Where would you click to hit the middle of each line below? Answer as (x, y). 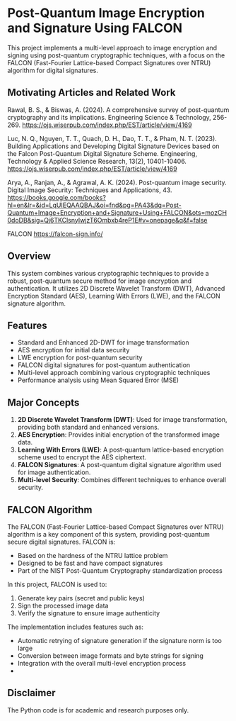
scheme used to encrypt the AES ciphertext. (82, 457)
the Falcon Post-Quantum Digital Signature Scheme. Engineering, (102, 153)
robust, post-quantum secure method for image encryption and (100, 281)
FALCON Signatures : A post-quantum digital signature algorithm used (119, 465)
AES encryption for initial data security (73, 350)
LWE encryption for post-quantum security (80, 358)
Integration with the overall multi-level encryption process (101, 663)
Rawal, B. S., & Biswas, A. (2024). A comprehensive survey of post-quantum (118, 110)
